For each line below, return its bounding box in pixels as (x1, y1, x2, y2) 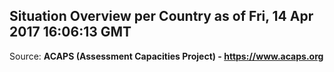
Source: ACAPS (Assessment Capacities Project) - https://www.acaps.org (9, 50, 324, 62)
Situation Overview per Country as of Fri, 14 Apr (9, 8, 314, 25)
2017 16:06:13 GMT (9, 24, 132, 41)
